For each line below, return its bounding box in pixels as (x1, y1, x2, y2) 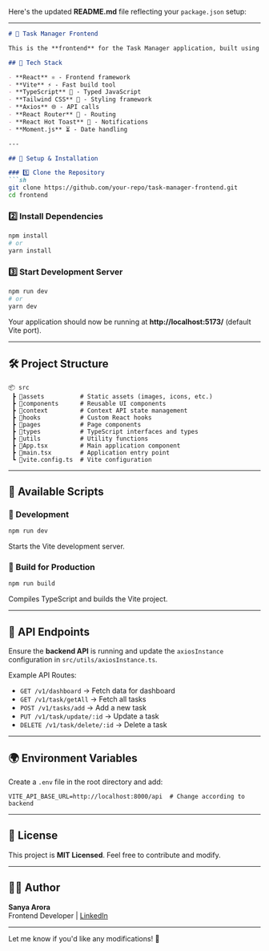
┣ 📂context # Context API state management (11, 407, 188, 415)
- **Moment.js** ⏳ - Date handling (8, 125, 128, 133)
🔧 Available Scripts (8, 484, 104, 498)
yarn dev (8, 302, 38, 310)
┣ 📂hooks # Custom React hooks (11, 413, 152, 422)
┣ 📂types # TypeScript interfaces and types (11, 427, 199, 435)
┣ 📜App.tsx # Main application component (11, 441, 181, 450)
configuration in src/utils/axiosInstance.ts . (8, 655, 158, 665)
